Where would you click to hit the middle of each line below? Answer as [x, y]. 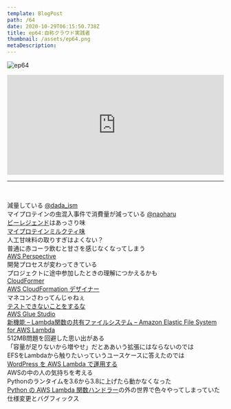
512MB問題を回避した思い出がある [56, 338]
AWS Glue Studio [31, 314]
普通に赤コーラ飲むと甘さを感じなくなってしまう [76, 248]
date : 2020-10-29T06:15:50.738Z [53, 26]
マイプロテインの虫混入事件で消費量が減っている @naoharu [92, 214]
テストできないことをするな [46, 306]
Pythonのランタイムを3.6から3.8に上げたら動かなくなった [89, 381]
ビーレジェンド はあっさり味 [46, 222]
